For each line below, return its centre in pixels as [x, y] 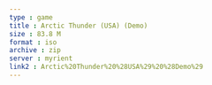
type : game [31, 17]
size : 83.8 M [35, 34]
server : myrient [41, 58]
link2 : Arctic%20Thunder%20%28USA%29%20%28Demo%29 [106, 67]
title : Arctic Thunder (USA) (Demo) [79, 26]
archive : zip [35, 50]
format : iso [33, 42]
